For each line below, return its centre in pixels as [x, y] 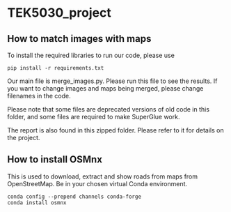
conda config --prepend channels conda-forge [74, 197]
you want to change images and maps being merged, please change [105, 88]
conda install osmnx [37, 203]
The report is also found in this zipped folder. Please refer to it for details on [115, 130]
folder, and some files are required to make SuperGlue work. [94, 117]
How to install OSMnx [55, 159]
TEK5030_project [59, 13]
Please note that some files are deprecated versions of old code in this [109, 109]
